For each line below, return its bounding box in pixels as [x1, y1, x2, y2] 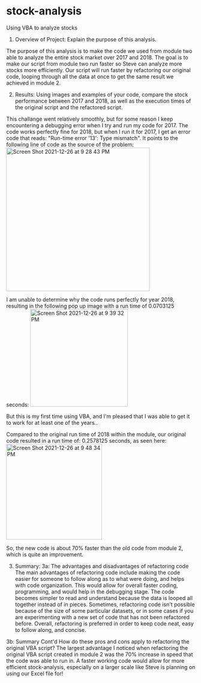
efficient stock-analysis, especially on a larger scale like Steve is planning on [6, 663, 196, 670]
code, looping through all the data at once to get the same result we [6, 73, 174, 80]
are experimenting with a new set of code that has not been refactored [14, 613, 190, 621]
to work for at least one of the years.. [6, 419, 98, 426]
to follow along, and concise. [14, 626, 86, 633]
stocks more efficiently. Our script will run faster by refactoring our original [6, 66, 191, 73]
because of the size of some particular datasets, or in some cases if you [14, 607, 194, 614]
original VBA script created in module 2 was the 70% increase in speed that [6, 651, 193, 658]
